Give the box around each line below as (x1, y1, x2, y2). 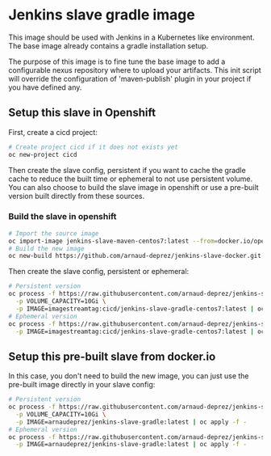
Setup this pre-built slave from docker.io (8, 349, 216, 363)
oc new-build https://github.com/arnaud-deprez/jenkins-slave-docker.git (8, 252, 262, 260)
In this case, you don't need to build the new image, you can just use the (8, 371, 249, 381)
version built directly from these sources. (8, 191, 145, 201)
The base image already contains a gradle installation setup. (8, 40, 209, 50)
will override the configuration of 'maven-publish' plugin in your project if (8, 74, 252, 83)
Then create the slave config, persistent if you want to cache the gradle (8, 165, 246, 175)
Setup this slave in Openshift (8, 106, 156, 120)
